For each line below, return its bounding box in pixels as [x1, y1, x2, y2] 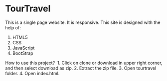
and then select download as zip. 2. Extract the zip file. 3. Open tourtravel [5, 65, 157, 71]
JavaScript [12, 45, 35, 51]
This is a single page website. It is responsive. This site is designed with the [5, 19, 161, 25]
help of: [5, 24, 21, 30]
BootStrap [12, 50, 33, 56]
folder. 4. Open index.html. [5, 70, 60, 76]
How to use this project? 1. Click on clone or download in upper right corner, [5, 60, 163, 66]
